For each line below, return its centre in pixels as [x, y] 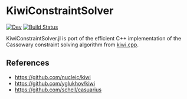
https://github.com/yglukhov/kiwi [55, 83]
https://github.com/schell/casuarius [58, 90]
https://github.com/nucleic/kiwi [53, 77]
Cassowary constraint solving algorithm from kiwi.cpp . [72, 45]
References [28, 63]
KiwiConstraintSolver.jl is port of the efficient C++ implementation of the [94, 38]
